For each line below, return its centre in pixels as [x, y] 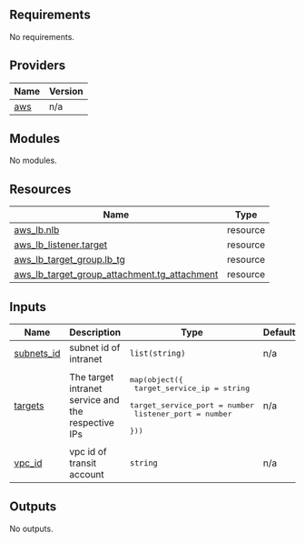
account [87, 475]
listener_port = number [183, 414]
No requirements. [42, 36]
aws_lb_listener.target [60, 245]
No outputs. [31, 528]
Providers [38, 66]
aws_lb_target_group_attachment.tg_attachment [116, 275]
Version [66, 91]
